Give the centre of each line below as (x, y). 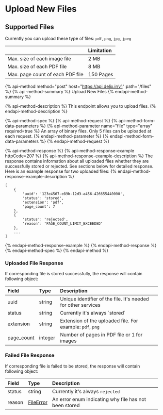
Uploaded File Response (34, 263)
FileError (38, 402)
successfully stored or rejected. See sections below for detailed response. (79, 166)
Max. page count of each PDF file (46, 75)
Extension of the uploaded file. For (99, 321)
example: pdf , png (80, 327)
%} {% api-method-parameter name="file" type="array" (96, 126)
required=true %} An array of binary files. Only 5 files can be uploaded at (78, 131)
